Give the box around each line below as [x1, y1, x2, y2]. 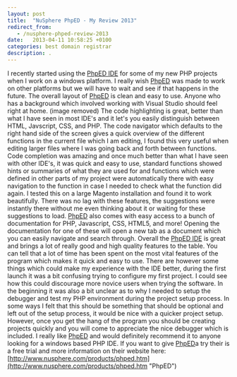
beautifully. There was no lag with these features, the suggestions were [7, 196, 215, 205]
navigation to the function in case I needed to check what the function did [7, 181, 222, 190]
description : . [7, 50, 52, 57]
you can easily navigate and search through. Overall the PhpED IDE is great [7, 234, 226, 242]
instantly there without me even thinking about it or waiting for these [7, 204, 206, 213]
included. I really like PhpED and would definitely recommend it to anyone [7, 331, 221, 340]
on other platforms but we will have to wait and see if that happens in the [7, 84, 219, 92]
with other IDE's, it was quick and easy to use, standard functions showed [7, 159, 222, 167]
